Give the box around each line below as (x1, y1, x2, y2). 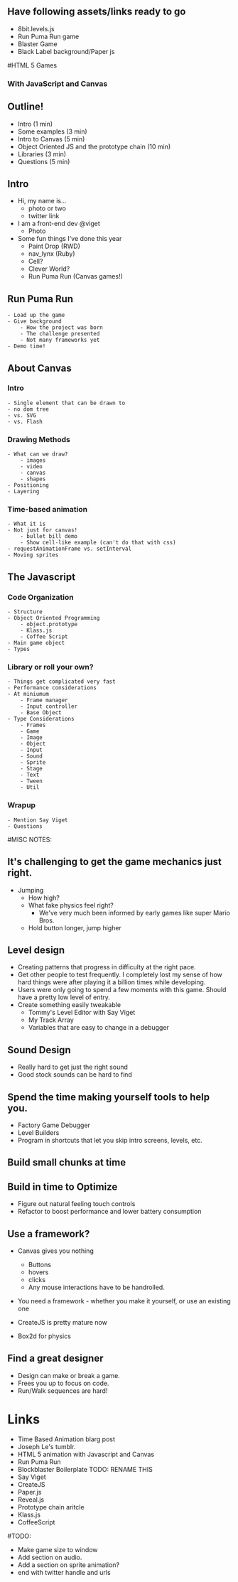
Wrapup (7, 800, 36, 810)
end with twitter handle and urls (17, 1568, 112, 1576)
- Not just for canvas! (7, 527, 78, 534)
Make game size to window (17, 1545, 98, 1554)
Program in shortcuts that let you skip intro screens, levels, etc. (17, 1136, 202, 1144)
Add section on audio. (17, 1553, 82, 1561)
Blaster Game (17, 39, 58, 48)
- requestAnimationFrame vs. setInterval (7, 545, 132, 553)
